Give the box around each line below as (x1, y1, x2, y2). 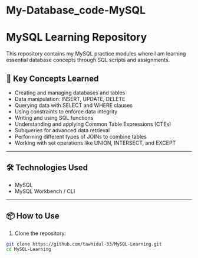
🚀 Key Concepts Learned (6, 73, 99, 83)
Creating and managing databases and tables (14, 89, 126, 96)
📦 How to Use (6, 211, 60, 221)
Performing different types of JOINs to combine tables (14, 133, 147, 140)
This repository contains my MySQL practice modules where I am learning (6, 50, 186, 57)
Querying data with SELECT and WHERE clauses (14, 102, 133, 109)
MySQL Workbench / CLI (14, 187, 75, 195)
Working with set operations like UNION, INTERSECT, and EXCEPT (14, 139, 176, 146)
